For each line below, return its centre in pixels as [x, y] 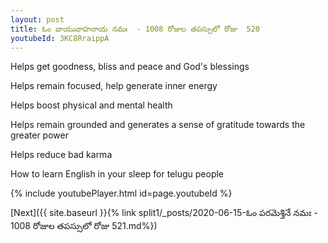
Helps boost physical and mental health [91, 105]
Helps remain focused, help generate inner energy [114, 86]
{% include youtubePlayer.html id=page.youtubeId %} [121, 193]
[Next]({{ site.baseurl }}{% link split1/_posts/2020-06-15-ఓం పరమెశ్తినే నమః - [164, 213]
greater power [39, 135]
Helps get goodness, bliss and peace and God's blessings [130, 67]
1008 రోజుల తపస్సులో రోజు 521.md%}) [84, 226]
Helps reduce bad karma [61, 155]
